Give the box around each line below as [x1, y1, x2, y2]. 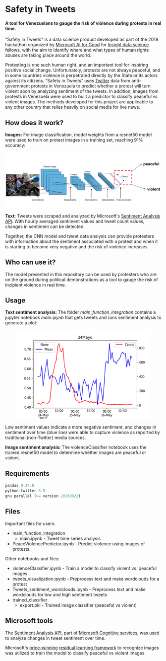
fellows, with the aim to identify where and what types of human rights [5, 47, 149, 53]
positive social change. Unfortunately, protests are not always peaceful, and [5, 67, 161, 73]
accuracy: [5, 143, 26, 148]
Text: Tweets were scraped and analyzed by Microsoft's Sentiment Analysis [5, 213, 161, 219]
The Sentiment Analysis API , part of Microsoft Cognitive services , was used [5, 630, 160, 636]
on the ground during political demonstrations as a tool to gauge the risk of [5, 277, 158, 283]
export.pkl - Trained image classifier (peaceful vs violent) [19, 602, 137, 608]
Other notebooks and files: [5, 555, 59, 562]
